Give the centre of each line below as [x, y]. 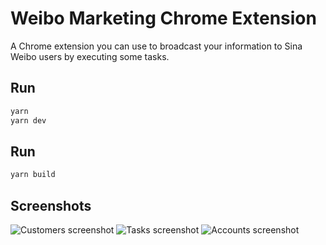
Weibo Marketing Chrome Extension [163, 18]
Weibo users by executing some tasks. [90, 56]
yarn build [33, 175]
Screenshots [51, 205]
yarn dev [28, 120]
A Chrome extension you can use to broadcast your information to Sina [156, 46]
